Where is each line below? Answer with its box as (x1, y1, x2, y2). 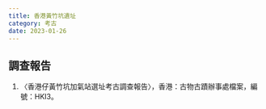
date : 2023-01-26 (8, 27, 67, 35)
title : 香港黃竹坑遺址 (8, 11, 77, 20)
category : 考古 (8, 19, 57, 27)
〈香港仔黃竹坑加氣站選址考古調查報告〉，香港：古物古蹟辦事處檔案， (19, 82, 251, 91)
